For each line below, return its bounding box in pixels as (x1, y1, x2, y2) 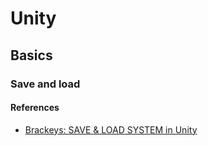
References (10, 102, 60, 114)
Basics (10, 47, 53, 64)
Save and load (10, 77, 81, 91)
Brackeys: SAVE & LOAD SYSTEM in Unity (24, 123, 198, 136)
